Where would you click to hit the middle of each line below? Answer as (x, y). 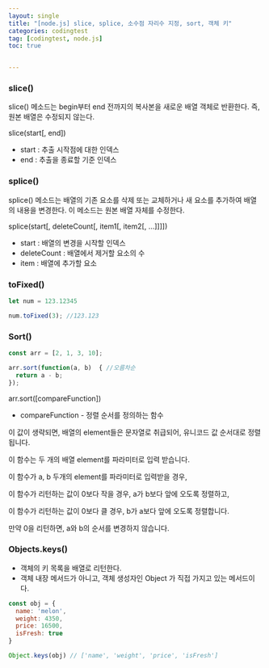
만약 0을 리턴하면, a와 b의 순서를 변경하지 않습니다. (89, 528)
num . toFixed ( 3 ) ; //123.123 (54, 316)
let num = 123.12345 (43, 301)
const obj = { (32, 603)
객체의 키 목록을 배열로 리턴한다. (71, 568)
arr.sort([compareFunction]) (55, 398)
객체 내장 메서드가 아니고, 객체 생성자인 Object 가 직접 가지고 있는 (124, 578)
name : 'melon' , (41, 611)
